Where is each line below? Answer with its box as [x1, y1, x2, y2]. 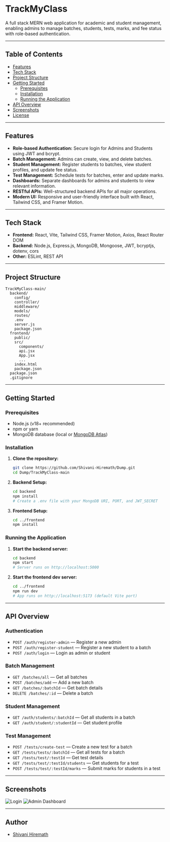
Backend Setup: [12, 479, 47, 485]
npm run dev [12, 589, 38, 594]
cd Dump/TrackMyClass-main [12, 470, 70, 475]
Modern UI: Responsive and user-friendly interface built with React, [12, 193, 154, 199]
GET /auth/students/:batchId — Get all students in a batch [12, 714, 136, 721]
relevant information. [12, 183, 56, 189]
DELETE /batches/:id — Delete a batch [12, 690, 94, 696]
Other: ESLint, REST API [12, 253, 63, 259]
